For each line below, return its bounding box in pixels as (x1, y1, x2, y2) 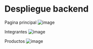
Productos (4, 38, 25, 44)
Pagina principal (4, 19, 37, 25)
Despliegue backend (4, 3, 89, 15)
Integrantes (4, 29, 27, 34)
